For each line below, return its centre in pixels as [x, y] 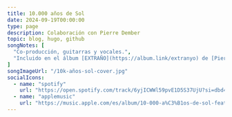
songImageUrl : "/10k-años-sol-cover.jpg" [68, 71]
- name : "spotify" [40, 84]
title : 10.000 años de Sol [46, 13]
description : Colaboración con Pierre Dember [74, 33]
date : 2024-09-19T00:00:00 [46, 20]
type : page [23, 26]
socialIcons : [26, 77]
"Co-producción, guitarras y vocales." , [72, 52]
